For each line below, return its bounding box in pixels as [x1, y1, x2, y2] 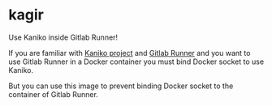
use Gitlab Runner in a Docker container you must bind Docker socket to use [8, 57, 265, 66]
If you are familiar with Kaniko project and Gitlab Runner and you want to [8, 48, 251, 57]
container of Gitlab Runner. [8, 89, 99, 99]
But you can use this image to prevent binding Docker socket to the [8, 81, 234, 91]
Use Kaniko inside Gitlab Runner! [8, 32, 119, 42]
